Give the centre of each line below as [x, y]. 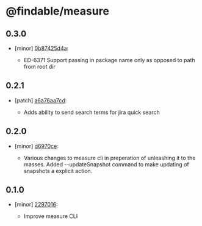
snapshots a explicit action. [58, 171]
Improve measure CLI [51, 216]
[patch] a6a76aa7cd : [41, 100]
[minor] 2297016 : [36, 205]
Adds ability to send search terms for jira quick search [92, 112]
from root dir [39, 66]
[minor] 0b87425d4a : [41, 48]
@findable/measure [57, 11]
